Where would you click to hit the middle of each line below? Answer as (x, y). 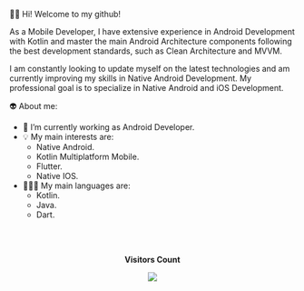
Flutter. (49, 166)
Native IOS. (57, 176)
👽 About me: (34, 106)
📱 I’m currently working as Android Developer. (108, 127)
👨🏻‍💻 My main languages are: (76, 186)
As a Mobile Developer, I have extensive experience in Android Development (152, 31)
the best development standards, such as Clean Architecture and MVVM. (146, 51)
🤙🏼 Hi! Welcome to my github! (65, 14)
